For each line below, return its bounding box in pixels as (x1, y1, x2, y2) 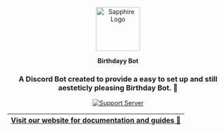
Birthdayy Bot (97, 57, 139, 65)
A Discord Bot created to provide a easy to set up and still (18, 74, 218, 84)
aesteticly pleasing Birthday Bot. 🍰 (58, 83, 178, 93)
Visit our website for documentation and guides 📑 (11, 116, 181, 126)
